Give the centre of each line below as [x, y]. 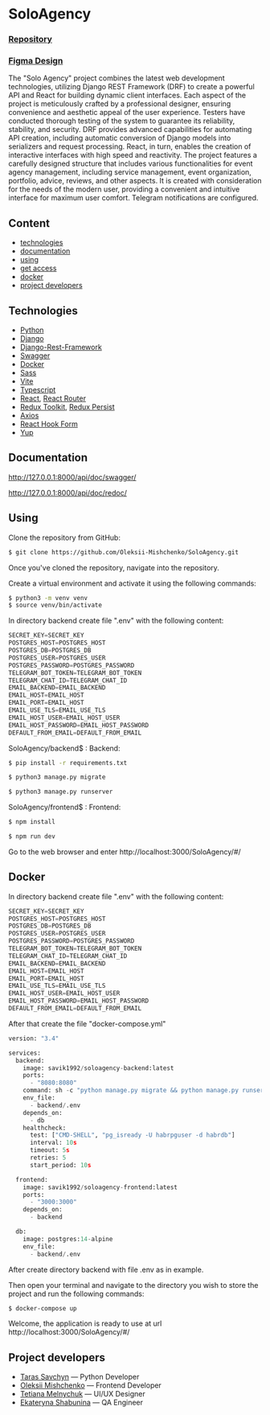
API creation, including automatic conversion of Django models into [120, 138]
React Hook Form [49, 424]
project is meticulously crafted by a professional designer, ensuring [120, 104]
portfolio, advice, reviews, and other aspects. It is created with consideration [135, 181]
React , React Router [53, 398]
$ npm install [32, 822]
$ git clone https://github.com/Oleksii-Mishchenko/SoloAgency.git [124, 552]
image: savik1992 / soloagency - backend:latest [98, 1068]
